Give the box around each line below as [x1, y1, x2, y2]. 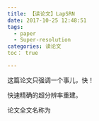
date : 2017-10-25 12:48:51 [7, 17, 87, 24]
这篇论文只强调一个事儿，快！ [7, 75, 94, 84]
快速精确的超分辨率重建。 [7, 91, 82, 99]
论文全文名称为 [7, 106, 51, 114]
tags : [7, 23, 23, 30]
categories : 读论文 [7, 43, 62, 50]
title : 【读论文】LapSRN [7, 10, 76, 18]
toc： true [7, 50, 39, 57]
